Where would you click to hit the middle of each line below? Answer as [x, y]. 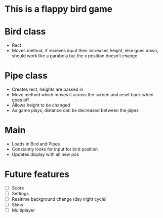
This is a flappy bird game [59, 9]
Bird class [25, 32]
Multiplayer [23, 210]
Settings [20, 194]
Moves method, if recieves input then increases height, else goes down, [85, 51]
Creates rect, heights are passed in [47, 89]
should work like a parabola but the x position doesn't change [75, 56]
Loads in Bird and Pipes [36, 144]
